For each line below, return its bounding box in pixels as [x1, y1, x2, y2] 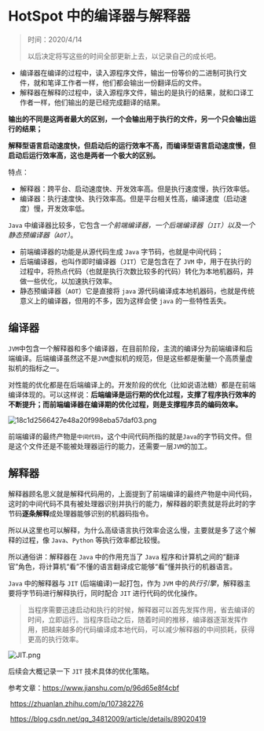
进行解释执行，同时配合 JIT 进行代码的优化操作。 [42, 588, 202, 597]
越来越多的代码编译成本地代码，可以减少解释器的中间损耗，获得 [48, 624, 255, 634]
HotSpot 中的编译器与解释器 [8, 7, 191, 25]
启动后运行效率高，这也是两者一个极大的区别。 [8, 150, 159, 160]
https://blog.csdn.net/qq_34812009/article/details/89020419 [9, 714, 207, 723]
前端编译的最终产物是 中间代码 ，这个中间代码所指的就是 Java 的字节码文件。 [8, 432, 246, 441]
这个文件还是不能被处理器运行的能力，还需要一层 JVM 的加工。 [14, 441, 212, 450]
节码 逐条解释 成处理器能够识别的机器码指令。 [8, 509, 153, 518]
